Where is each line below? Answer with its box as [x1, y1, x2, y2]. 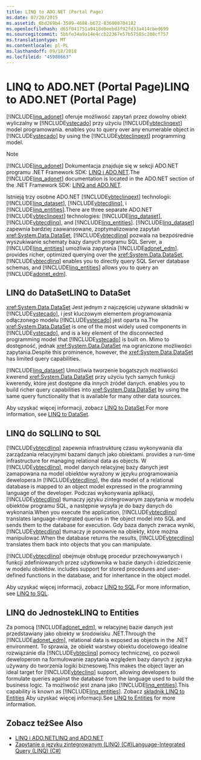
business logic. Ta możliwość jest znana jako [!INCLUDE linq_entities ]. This [6, 681, 189, 689]
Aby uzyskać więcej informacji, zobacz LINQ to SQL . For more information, [6, 583, 191, 591]
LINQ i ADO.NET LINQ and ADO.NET [14, 734, 104, 741]
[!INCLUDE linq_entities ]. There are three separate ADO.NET [6, 206, 153, 213]
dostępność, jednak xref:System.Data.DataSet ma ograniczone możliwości [6, 342, 192, 350]
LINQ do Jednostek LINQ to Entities [6, 608, 139, 618]
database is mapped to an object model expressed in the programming [6, 483, 183, 490]
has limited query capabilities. [6, 355, 81, 362]
